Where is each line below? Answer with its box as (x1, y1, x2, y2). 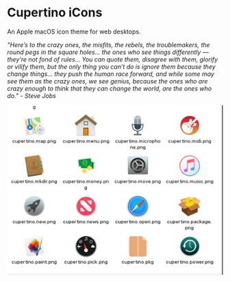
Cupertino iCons (7, 5, 103, 21)
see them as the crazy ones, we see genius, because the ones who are (7, 77, 208, 85)
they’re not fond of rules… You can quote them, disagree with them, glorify (7, 55, 218, 63)
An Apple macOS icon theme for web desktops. (7, 27, 142, 36)
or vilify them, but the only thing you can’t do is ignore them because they (7, 62, 216, 70)
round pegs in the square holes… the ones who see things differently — (7, 48, 209, 56)
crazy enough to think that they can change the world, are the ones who (7, 84, 212, 92)
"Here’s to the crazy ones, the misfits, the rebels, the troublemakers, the (7, 40, 210, 49)
